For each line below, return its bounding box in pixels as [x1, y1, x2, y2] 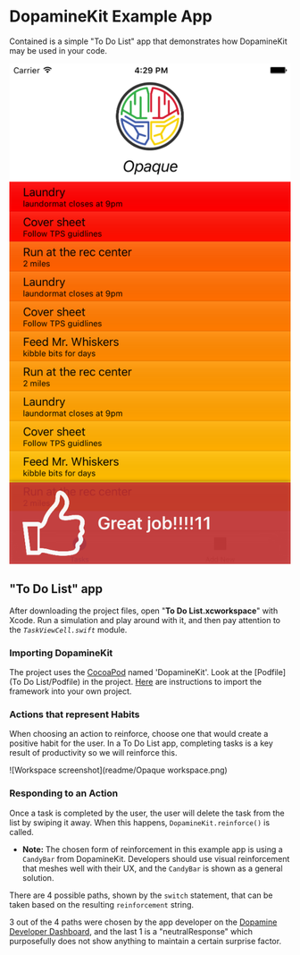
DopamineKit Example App [9, 6, 212, 27]
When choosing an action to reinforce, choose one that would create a [9, 729, 269, 739]
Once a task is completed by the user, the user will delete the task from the [9, 807, 285, 818]
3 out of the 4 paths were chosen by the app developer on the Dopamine [9, 917, 278, 927]
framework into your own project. [9, 686, 132, 697]
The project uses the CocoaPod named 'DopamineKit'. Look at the [9, 667, 253, 678]
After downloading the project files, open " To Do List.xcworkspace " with [9, 605, 279, 616]
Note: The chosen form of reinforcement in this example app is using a [21, 843, 283, 855]
